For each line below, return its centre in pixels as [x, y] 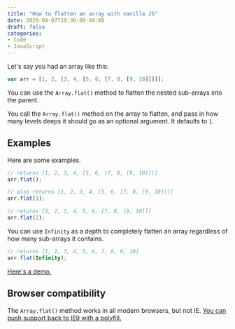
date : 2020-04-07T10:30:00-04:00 [56, 20]
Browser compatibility [57, 294]
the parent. [23, 100]
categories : [24, 33]
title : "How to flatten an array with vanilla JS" [83, 14]
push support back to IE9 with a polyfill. [64, 318]
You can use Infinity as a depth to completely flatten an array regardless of [117, 231]
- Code [17, 40]
